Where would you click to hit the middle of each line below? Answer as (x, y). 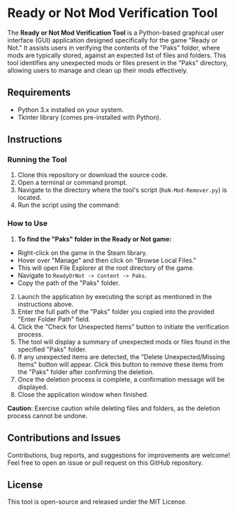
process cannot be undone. (47, 415)
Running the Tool (37, 159)
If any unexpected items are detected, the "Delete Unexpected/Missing (121, 356)
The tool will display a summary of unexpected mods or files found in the (124, 342)
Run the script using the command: (69, 205)
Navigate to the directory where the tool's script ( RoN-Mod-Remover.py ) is (122, 190)
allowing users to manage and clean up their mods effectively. (98, 70)
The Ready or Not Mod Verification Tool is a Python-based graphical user (116, 33)
